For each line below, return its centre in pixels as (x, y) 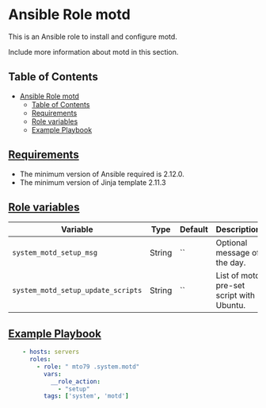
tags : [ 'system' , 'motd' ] (86, 396)
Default (194, 229)
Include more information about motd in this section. (93, 52)
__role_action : (76, 381)
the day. (231, 263)
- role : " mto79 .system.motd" (88, 367)
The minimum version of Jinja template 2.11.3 (93, 182)
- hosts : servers (51, 352)
